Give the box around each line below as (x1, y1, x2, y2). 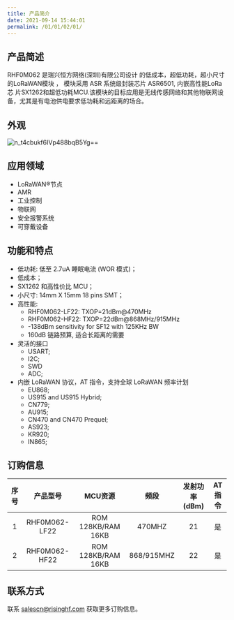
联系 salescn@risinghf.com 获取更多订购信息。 (7, 605, 141, 613)
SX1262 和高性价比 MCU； (17, 282, 94, 290)
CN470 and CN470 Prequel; (27, 415, 109, 423)
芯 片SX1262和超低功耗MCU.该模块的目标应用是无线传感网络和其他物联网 (7, 88, 218, 96)
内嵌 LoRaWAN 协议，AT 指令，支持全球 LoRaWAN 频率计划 (17, 378, 189, 386)
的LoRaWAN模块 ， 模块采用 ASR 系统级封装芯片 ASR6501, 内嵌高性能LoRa (7, 80, 223, 88)
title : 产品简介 (7, 10, 50, 17)
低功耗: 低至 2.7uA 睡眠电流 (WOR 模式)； (17, 265, 137, 273)
